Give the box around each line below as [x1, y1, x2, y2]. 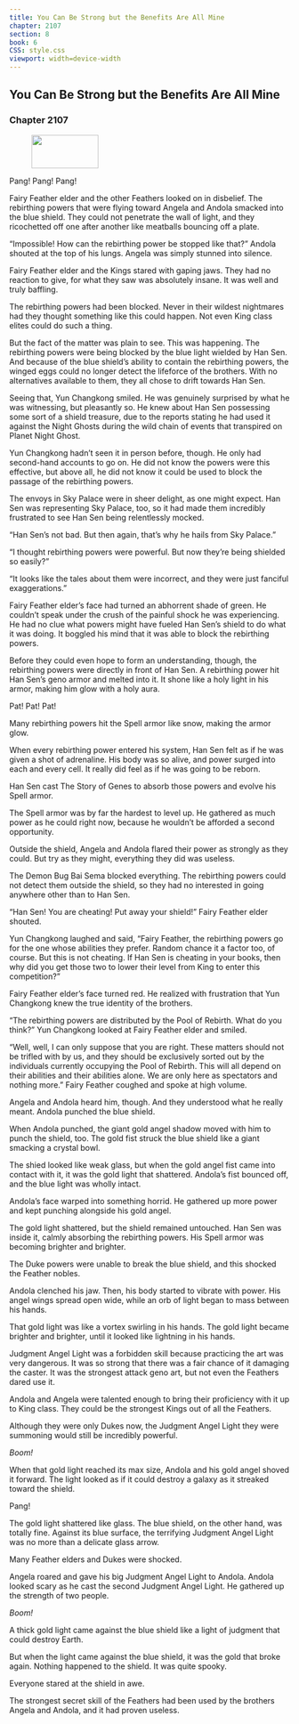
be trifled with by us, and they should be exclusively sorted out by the [9, 1051, 265, 1062]
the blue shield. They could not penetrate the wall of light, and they [9, 211, 255, 223]
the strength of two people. [9, 1590, 109, 1600]
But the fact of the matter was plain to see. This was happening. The [9, 337, 260, 348]
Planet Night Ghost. [9, 430, 81, 441]
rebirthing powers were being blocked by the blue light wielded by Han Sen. [9, 346, 287, 357]
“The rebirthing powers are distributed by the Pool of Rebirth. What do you [9, 1015, 283, 1025]
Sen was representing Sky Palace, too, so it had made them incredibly [9, 502, 266, 513]
